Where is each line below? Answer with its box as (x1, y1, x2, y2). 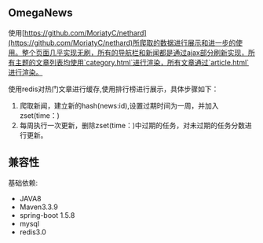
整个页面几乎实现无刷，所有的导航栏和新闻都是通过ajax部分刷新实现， (21, 47, 249, 57)
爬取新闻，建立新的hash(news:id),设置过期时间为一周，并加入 (19, 101, 219, 110)
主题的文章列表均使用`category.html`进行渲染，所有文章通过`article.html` (14, 57, 250, 67)
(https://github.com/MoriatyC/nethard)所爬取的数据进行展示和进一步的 (8, 38, 236, 47)
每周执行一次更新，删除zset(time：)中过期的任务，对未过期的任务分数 (19, 120, 246, 130)
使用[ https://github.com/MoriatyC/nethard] (8, 28, 147, 38)
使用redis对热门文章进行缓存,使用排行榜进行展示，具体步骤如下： (8, 84, 219, 94)
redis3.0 (19, 227, 47, 237)
